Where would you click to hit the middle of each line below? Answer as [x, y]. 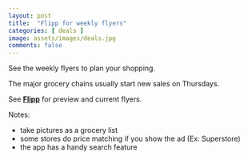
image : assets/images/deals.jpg [62, 38]
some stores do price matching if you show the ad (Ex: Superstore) [130, 139]
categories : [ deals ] [46, 30]
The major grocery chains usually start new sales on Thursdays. [114, 84]
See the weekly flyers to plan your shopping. [82, 68]
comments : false [35, 46]
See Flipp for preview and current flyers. [75, 99]
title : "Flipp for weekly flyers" [68, 23]
